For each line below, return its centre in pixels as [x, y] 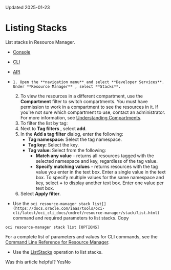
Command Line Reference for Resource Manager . [58, 242]
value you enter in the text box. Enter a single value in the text [101, 172]
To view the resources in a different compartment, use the [82, 96]
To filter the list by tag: [44, 123]
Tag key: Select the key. [54, 144]
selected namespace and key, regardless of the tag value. [97, 161]
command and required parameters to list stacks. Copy [71, 218]
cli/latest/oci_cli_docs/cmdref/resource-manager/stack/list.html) [86, 213]
